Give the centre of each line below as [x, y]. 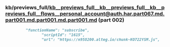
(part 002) [111, 20]
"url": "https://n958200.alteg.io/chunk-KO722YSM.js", [100, 40]
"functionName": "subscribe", [58, 30]
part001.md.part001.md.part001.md [51, 20]
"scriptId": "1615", [63, 35]
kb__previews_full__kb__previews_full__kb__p [107, 7]
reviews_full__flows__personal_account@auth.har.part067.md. [85, 13]
